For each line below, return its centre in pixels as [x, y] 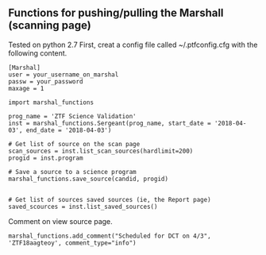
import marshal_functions [51, 102]
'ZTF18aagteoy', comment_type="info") [72, 243]
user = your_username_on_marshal [64, 75]
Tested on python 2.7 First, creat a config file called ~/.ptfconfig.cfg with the [133, 44]
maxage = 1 [26, 88]
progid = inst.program [46, 158]
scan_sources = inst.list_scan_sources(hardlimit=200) [101, 151]
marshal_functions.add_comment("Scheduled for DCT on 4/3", [110, 236]
